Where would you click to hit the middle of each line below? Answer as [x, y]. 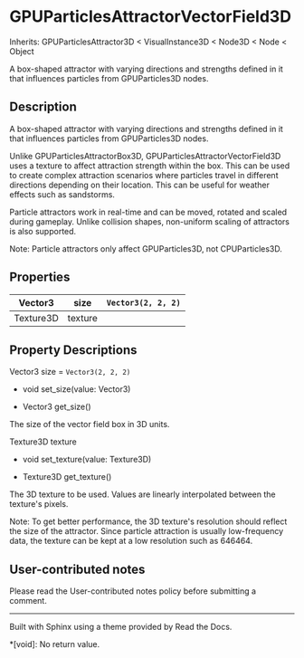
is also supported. [43, 231]
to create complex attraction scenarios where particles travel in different [144, 175]
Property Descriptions [73, 350]
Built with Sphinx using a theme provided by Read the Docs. [121, 627]
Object [22, 51]
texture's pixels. [39, 504]
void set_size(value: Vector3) [76, 389]
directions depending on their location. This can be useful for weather [139, 185]
